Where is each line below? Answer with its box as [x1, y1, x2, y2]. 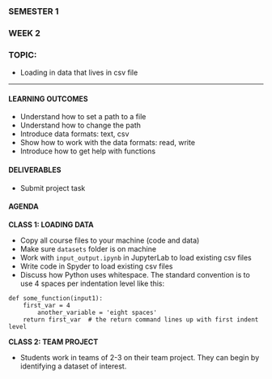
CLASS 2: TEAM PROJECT [8, 337, 99, 347]
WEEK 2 [8, 27, 40, 38]
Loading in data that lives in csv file [19, 67, 138, 78]
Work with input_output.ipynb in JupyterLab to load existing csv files [19, 252, 253, 262]
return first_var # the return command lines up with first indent [23, 315, 259, 324]
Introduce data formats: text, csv [19, 129, 130, 139]
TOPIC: [8, 49, 37, 60]
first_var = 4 [23, 301, 70, 309]
